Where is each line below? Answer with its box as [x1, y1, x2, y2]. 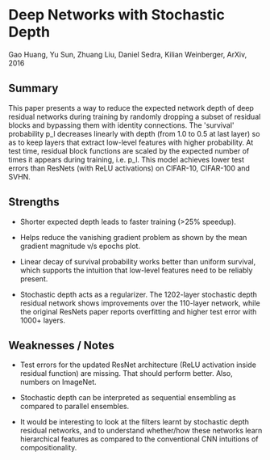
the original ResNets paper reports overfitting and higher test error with [19, 306, 257, 316]
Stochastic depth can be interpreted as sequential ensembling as [19, 393, 236, 403]
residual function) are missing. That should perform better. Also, [19, 369, 234, 378]
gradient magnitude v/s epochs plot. [19, 241, 141, 251]
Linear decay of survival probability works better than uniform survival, [19, 256, 256, 266]
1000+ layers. [19, 315, 66, 325]
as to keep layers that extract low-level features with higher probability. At [8, 137, 254, 147]
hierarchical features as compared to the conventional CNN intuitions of [19, 434, 259, 444]
